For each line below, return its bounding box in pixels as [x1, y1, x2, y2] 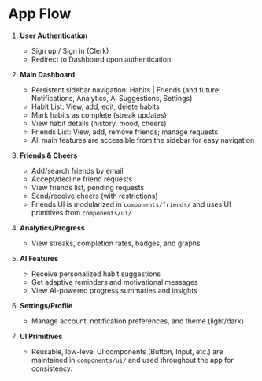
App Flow [8, 5, 72, 23]
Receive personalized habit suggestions [31, 269, 161, 278]
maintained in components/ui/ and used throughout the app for [31, 355, 234, 364]
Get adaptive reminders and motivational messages [31, 277, 198, 286]
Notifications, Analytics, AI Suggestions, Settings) [31, 93, 193, 103]
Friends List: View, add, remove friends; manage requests [31, 127, 219, 136]
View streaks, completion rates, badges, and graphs [31, 238, 201, 248]
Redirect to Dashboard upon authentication [31, 54, 172, 64]
